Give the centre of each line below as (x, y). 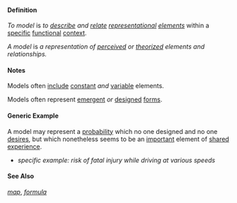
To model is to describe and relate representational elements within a (109, 25)
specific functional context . (47, 33)
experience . (25, 146)
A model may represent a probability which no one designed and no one (112, 131)
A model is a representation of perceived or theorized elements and (106, 47)
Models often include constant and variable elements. (86, 86)
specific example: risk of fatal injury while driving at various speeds (116, 160)
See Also (21, 176)
